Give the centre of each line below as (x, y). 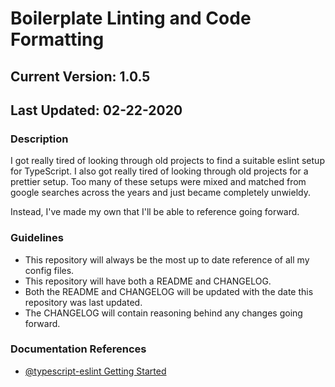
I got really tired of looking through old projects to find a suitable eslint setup (167, 161)
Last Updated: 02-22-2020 (96, 110)
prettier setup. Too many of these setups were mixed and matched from (158, 182)
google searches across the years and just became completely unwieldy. (160, 193)
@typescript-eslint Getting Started (95, 371)
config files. (49, 270)
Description (39, 139)
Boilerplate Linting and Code (131, 18)
